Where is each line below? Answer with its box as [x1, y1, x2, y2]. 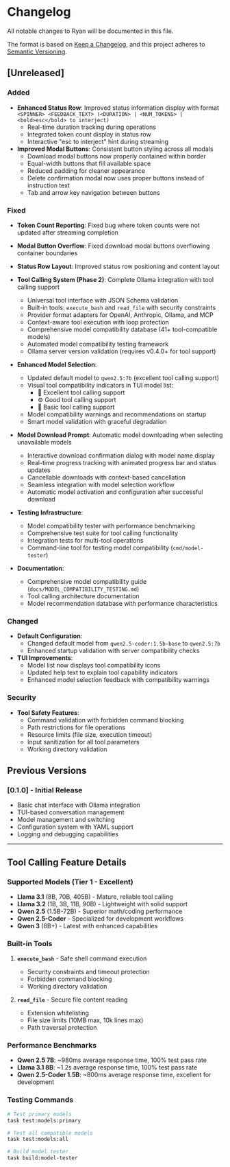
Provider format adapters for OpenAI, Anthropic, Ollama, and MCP [27, 310, 214, 319]
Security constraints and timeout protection [27, 968, 151, 976]
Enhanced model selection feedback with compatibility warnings [27, 676, 210, 684]
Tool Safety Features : [16, 708, 80, 717]
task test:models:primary [7, 1117, 81, 1124]
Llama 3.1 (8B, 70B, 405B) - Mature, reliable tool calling [16, 893, 173, 901]
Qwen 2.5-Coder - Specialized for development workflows [16, 914, 183, 923]
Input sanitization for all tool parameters [27, 738, 140, 746]
